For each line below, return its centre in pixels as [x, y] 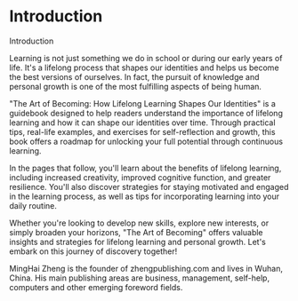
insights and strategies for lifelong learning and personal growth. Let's [138, 242]
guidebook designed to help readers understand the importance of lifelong [146, 113]
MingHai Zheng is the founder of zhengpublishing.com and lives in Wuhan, [146, 268]
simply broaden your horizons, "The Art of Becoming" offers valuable [137, 232]
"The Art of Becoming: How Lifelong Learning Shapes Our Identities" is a [142, 103]
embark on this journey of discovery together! [93, 251]
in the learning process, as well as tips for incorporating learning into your [145, 196]
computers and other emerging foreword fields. [96, 287]
